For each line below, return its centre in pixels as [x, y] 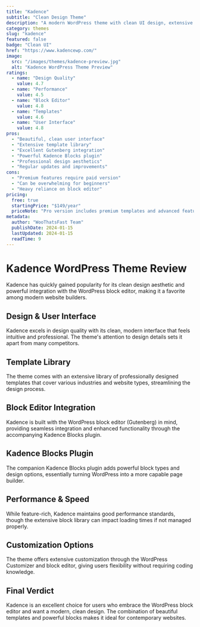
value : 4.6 [30, 117]
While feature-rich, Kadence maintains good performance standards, [91, 514]
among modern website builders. [47, 297]
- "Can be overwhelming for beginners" [61, 184]
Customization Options [50, 545]
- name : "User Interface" [44, 123]
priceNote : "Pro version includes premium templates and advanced [96, 211]
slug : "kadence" [26, 34]
